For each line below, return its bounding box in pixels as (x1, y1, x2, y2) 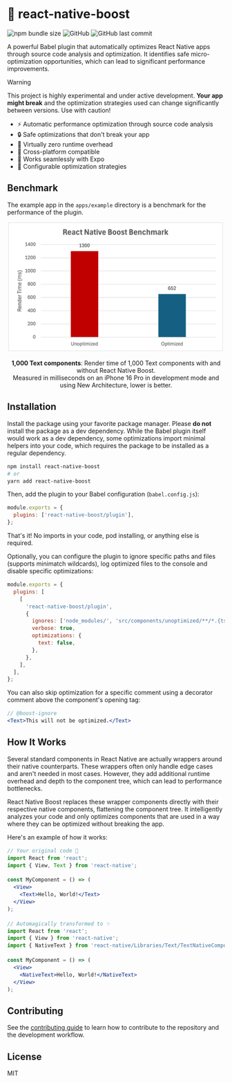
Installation (7, 401, 57, 413)
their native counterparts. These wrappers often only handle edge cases (7, 762, 213, 770)
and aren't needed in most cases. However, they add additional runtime (7, 769, 211, 777)
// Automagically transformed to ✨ (7, 920, 110, 927)
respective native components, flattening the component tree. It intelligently (7, 805, 223, 813)
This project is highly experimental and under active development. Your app (7, 91, 223, 100)
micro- (191, 50, 211, 58)
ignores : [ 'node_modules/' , (32, 618, 113, 624)
